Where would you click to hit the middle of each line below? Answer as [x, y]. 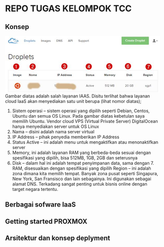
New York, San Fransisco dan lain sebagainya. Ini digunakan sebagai [82, 179]
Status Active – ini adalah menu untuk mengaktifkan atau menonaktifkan [85, 142]
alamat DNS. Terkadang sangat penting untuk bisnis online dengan [80, 184]
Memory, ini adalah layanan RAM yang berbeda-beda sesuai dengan [82, 153]
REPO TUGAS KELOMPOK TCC [68, 9]
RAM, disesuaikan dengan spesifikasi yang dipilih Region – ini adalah [82, 168]
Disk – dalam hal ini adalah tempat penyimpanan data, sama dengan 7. [83, 163]
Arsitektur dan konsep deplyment [58, 238]
